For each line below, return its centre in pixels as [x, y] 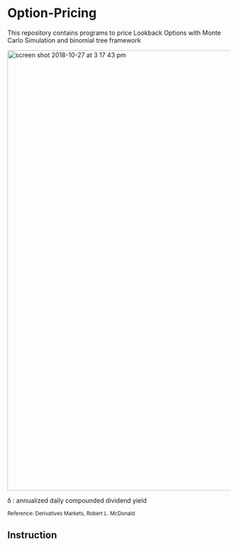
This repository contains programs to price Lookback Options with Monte [114, 33]
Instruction [32, 535]
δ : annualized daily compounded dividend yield [77, 500]
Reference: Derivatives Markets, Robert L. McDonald [71, 513]
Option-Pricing [52, 13]
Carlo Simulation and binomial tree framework [74, 40]
